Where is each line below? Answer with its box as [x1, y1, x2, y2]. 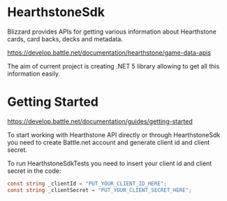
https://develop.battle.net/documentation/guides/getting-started [7, 117, 193, 125]
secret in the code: [7, 166, 61, 175]
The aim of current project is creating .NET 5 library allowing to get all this [7, 62, 220, 70]
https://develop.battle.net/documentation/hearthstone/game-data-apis [7, 48, 212, 57]
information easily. [7, 69, 61, 78]
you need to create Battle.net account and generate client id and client [7, 138, 210, 146]
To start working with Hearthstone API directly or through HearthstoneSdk [7, 130, 221, 139]
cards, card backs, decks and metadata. [7, 34, 124, 43]
